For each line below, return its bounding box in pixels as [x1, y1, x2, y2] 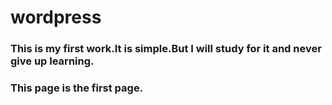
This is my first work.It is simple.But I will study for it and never [10, 42, 322, 56]
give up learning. [10, 54, 95, 68]
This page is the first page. [10, 81, 144, 95]
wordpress [10, 6, 102, 29]
